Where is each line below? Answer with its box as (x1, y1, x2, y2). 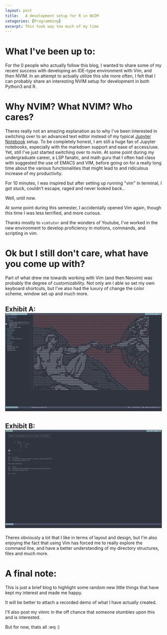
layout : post (5, 8, 32, 13)
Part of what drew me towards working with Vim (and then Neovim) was (5, 275, 153, 281)
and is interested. (5, 615, 41, 621)
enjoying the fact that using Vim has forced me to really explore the (5, 540, 143, 546)
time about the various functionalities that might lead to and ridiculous (5, 165, 149, 171)
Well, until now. (5, 195, 36, 201)
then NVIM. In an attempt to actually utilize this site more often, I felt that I (5, 73, 156, 79)
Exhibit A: (5, 305, 36, 314)
